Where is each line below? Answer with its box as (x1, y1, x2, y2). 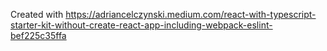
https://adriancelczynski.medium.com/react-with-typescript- (65, 9, 317, 20)
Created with (10, 9, 64, 20)
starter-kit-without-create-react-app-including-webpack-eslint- (10, 19, 273, 31)
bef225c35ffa (10, 30, 67, 41)
